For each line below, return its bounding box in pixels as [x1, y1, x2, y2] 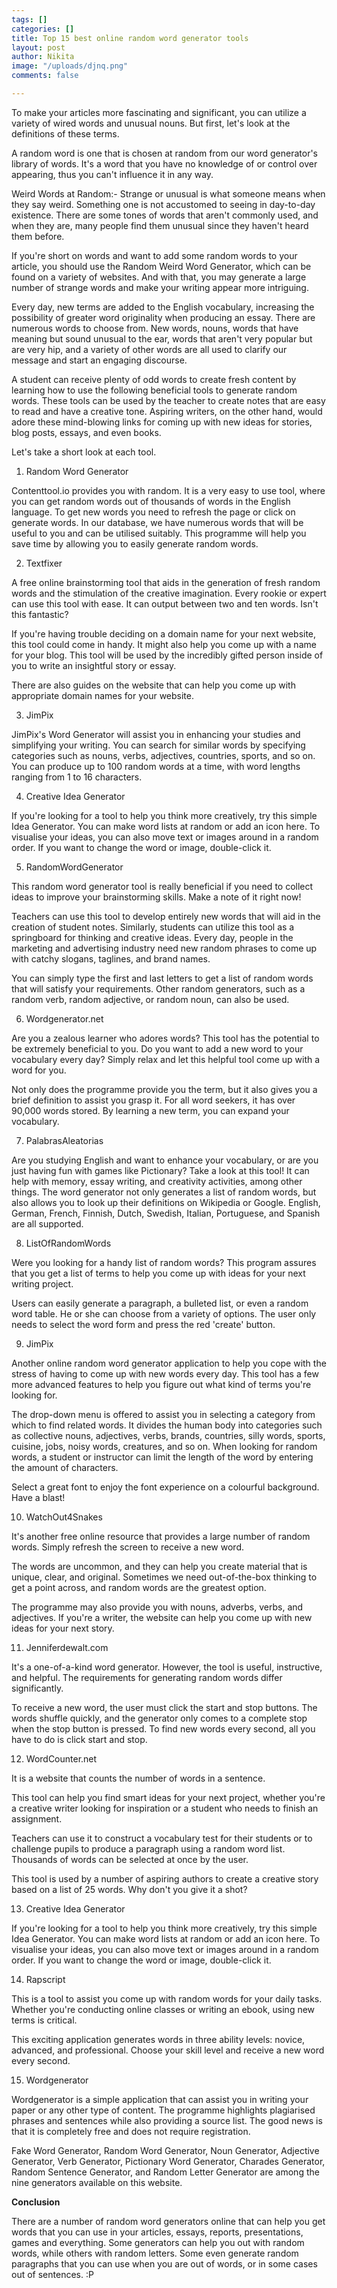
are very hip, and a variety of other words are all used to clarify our [11, 343, 288, 355]
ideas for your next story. [11, 1622, 115, 1634]
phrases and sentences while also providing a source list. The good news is [11, 2114, 323, 2126]
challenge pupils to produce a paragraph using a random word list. [11, 1842, 286, 1855]
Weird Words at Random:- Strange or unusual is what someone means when [11, 187, 326, 200]
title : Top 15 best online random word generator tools [11, 33, 249, 43]
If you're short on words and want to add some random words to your [11, 249, 298, 261]
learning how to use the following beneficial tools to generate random [11, 384, 298, 396]
